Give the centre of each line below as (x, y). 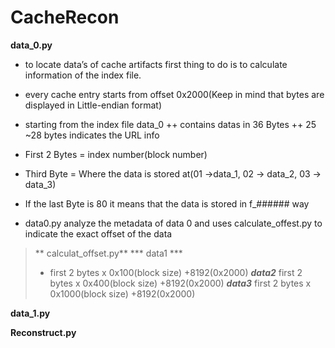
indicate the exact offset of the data (98, 233)
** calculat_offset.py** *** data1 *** (108, 253)
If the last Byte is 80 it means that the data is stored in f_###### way (167, 203)
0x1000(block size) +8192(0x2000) (122, 293)
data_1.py (30, 313)
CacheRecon (65, 17)
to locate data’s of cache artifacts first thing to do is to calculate (156, 64)
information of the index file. (83, 75)
